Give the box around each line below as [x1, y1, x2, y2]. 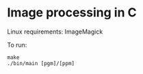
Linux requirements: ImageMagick [7, 27, 103, 36]
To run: [7, 40, 27, 49]
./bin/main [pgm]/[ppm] [7, 60, 75, 66]
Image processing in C [7, 5, 137, 21]
